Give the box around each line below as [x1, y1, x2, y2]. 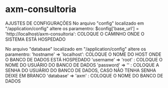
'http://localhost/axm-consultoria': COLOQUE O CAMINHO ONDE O [5, 31, 145, 37]
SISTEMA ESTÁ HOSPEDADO [5, 36, 66, 42]
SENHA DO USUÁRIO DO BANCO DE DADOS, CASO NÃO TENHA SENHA [5, 67, 156, 73]
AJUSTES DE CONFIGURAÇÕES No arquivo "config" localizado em [5, 20, 144, 26]
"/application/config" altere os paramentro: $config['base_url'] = [5, 25, 139, 31]
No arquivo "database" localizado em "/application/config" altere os [5, 46, 146, 52]
